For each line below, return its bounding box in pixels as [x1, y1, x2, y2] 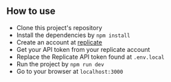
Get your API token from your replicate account [16, 45, 150, 53]
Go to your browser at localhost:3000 [16, 67, 124, 75]
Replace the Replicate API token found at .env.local [16, 53, 165, 61]
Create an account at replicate [16, 38, 102, 46]
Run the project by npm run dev [16, 59, 104, 68]
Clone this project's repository [16, 23, 102, 31]
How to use [6, 5, 56, 17]
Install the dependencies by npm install [16, 31, 130, 39]
